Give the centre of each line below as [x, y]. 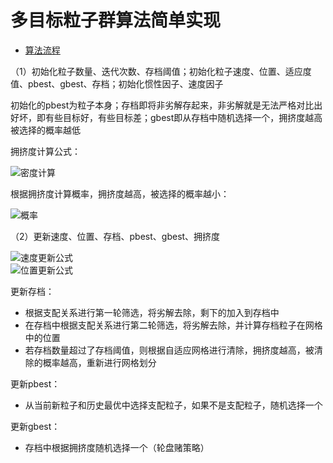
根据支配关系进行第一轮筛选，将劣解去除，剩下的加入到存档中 [152, 312]
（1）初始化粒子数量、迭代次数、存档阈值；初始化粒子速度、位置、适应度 [161, 71]
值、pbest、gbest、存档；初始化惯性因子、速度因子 [117, 83]
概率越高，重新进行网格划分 [99, 362]
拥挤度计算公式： [45, 151]
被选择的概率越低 [45, 130]
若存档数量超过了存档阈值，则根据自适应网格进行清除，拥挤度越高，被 [169, 350]
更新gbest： [35, 426]
